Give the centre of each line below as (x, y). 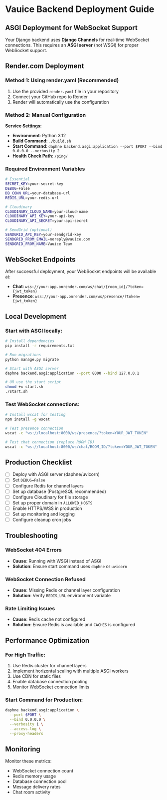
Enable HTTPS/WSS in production (47, 508)
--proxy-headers (26, 733)
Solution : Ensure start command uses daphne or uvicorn (70, 566)
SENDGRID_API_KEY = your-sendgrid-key (43, 235)
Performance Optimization (47, 640)
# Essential (17, 179)
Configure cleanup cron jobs (42, 519)
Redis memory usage (34, 776)
